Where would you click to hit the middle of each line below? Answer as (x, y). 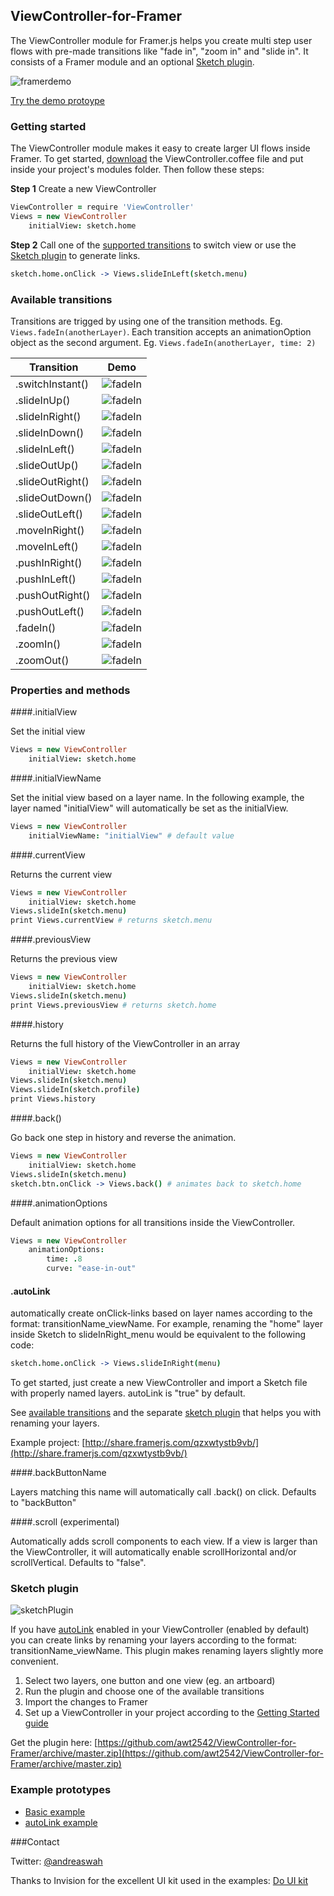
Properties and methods (70, 690)
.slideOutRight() (52, 481)
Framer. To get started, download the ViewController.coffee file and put (157, 159)
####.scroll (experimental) (65, 1522)
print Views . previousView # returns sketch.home (113, 1005)
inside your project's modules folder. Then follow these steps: (137, 170)
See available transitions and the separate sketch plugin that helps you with (166, 1413)
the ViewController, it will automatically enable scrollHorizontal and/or (153, 1552)
